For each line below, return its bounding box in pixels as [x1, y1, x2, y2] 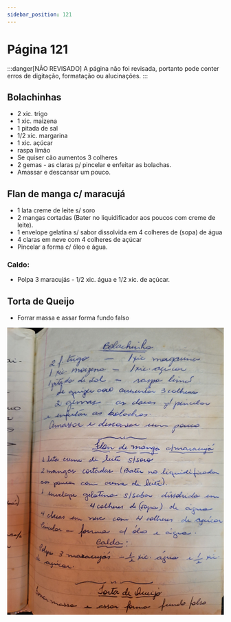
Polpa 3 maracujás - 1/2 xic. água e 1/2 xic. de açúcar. [16, 276, 170, 284]
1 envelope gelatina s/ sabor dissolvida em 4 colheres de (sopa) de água [16, 228, 223, 236]
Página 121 [7, 41, 69, 57]
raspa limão [16, 146, 51, 155]
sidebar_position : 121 [7, 11, 72, 18]
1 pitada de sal [16, 124, 58, 133]
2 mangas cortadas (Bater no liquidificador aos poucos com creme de [16, 214, 216, 222]
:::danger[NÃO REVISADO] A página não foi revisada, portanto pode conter [7, 64, 219, 72]
